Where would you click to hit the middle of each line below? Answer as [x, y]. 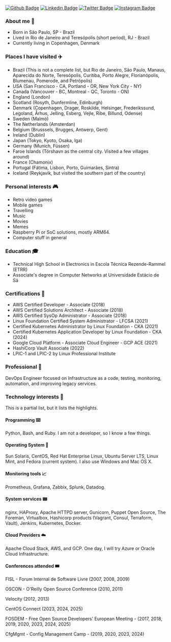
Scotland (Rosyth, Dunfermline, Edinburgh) [58, 102]
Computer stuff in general [40, 237]
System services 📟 [26, 499]
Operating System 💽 [27, 445]
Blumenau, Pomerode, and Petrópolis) [52, 81]
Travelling [23, 210]
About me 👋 [20, 21]
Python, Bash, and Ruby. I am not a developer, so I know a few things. [78, 433]
